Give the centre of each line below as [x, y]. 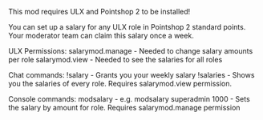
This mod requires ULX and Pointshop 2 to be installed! [99, 12]
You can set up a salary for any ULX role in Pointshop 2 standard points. [127, 27]
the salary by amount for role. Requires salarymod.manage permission [124, 108]
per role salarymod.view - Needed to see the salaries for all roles [115, 60]
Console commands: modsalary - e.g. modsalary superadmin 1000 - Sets [129, 99]
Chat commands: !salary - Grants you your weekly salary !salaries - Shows [131, 75]
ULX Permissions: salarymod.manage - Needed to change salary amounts [131, 51]
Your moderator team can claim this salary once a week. [101, 36]
